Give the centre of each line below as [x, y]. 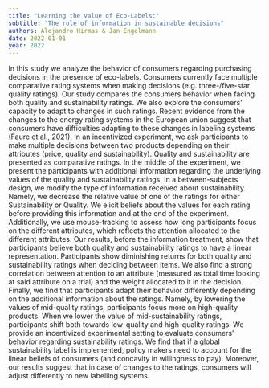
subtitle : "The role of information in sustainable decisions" [116, 23]
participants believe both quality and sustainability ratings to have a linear [130, 248]
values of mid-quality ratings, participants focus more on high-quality [123, 308]
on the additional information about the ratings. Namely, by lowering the [127, 299]
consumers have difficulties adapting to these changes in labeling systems [132, 129]
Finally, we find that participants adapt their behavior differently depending [132, 291]
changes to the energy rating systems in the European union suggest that [130, 120]
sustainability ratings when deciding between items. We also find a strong [130, 265]
